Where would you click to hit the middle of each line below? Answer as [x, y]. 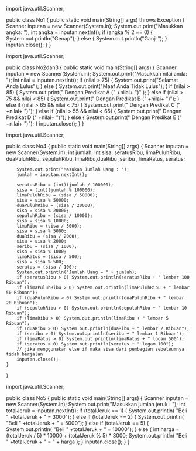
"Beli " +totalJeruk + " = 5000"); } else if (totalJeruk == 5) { [78, 423]
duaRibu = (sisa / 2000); [48, 236]
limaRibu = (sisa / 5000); [49, 226]
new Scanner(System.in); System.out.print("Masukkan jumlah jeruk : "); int [96, 404]
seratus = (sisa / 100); [47, 267]
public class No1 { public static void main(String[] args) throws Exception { [95, 20]
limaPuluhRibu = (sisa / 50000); [57, 195]
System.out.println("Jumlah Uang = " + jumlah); [77, 272]
